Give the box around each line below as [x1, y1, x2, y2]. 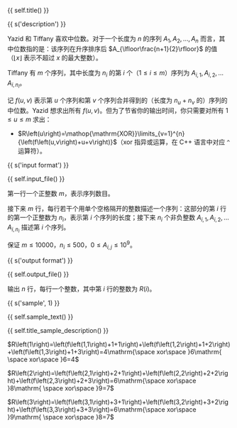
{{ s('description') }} [7, 20, 66, 28]
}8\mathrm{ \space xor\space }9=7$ [7, 383, 115, 393]
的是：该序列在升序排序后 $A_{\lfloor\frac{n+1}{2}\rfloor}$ [31, 44, 204, 53]
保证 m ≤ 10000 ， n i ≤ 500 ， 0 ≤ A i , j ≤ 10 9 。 [7, 239, 137, 251]
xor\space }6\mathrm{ [156, 347, 222, 356]
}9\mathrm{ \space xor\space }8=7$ [7, 412, 115, 421]
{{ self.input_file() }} [7, 174, 65, 183]
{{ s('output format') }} [7, 256, 73, 265]
